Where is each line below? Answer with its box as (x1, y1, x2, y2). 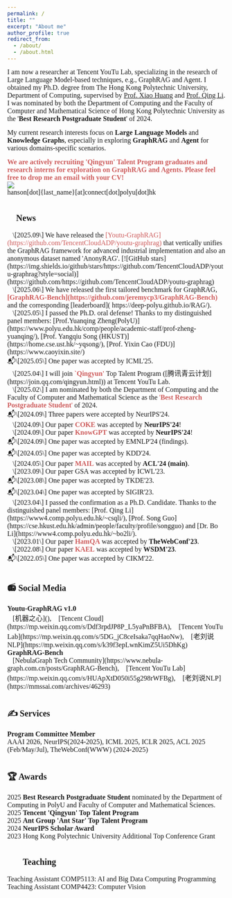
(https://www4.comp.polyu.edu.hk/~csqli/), (7, 514, 127, 522)
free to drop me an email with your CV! (7, 173, 125, 181)
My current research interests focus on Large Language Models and (7, 128, 199, 136)
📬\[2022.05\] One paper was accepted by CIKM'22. (7, 554, 154, 562)
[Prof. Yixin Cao (106, 340, 153, 348)
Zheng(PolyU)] (96, 316, 140, 325)
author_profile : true (7, 29, 70, 37)
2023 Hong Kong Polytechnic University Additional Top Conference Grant (7, 832, 216, 840)
